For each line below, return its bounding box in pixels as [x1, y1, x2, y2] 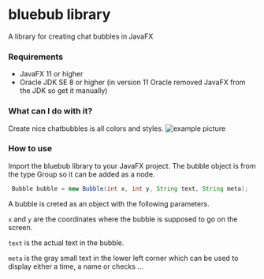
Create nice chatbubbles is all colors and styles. [8, 124, 164, 133]
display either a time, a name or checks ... [8, 262, 144, 271]
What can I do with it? [8, 106, 93, 117]
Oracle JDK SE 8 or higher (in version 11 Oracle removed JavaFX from [19, 77, 246, 87]
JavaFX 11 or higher [19, 69, 84, 79]
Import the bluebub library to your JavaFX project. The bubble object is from [8, 161, 256, 170]
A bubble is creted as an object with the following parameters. [8, 199, 210, 208]
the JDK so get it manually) [19, 86, 108, 95]
